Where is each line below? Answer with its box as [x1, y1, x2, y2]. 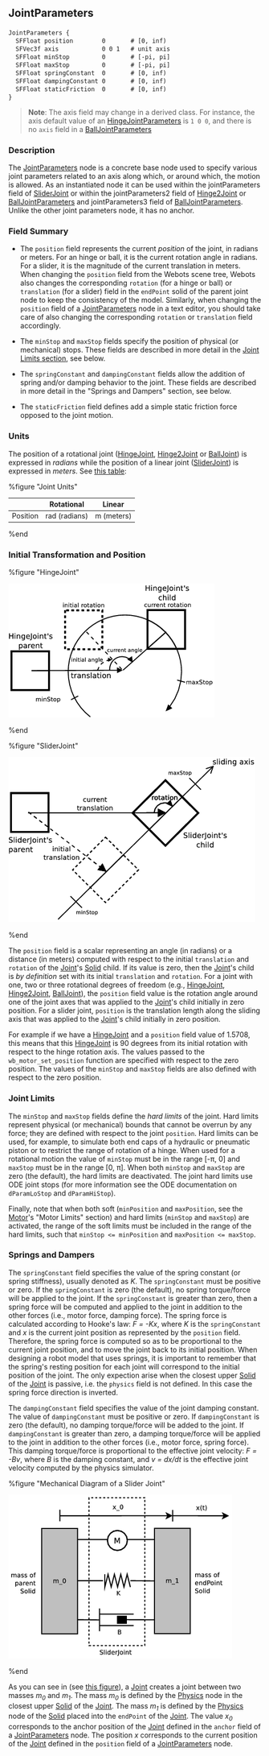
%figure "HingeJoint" [8, 568, 79, 577]
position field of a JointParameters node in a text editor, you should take [19, 304, 261, 313]
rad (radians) [45, 511, 88, 521]
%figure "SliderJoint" [8, 741, 79, 751]
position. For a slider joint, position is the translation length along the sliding [8, 1006, 261, 1015]
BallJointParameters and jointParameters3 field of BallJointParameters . [8, 197, 243, 207]
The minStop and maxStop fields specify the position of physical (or [19, 337, 239, 346]
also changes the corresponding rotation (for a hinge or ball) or [19, 278, 233, 288]
